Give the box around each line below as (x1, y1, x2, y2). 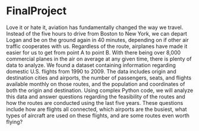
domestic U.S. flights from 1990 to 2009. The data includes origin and (6, 68, 176, 75)
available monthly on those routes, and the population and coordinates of (6, 80, 185, 87)
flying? (6, 118, 23, 125)
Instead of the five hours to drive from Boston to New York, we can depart (6, 30, 187, 37)
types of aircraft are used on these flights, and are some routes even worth (6, 111, 190, 119)
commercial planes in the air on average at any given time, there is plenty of (6, 55, 192, 62)
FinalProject (6, 4, 67, 18)
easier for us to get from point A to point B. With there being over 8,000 (6, 49, 181, 56)
